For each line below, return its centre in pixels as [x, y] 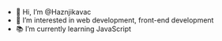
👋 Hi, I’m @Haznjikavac [53, 12]
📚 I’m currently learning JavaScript [73, 29]
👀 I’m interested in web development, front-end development [115, 20]
